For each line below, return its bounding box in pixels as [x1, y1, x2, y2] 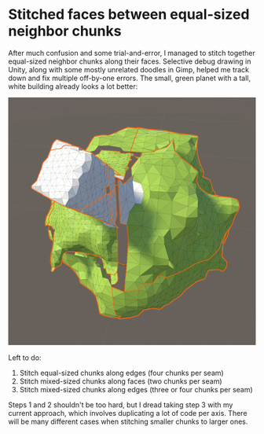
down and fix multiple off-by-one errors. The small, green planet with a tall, [8, 73, 251, 83]
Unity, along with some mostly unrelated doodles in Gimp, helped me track [8, 64, 250, 74]
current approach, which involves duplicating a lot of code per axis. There [8, 408, 247, 417]
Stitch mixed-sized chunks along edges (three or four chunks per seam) [19, 384, 253, 394]
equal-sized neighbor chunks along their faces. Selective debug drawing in [8, 57, 251, 66]
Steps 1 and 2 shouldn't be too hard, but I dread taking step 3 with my [8, 399, 233, 410]
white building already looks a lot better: [8, 81, 138, 91]
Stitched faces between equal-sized [8, 6, 250, 24]
